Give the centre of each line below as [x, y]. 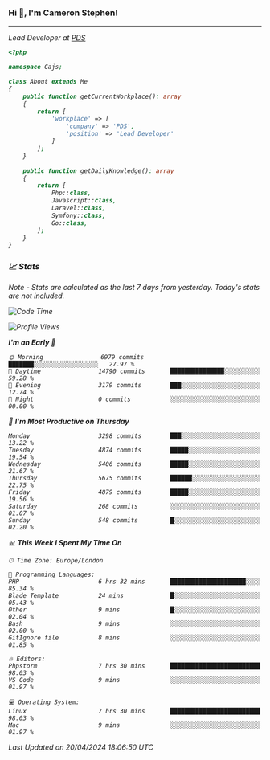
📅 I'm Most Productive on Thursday [69, 421]
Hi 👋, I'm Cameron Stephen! [63, 13]
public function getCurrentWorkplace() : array [102, 96]
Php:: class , [71, 193]
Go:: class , [70, 223]
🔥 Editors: [27, 659]
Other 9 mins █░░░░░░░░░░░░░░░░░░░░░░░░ [135, 610]
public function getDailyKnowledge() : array [98, 171]
